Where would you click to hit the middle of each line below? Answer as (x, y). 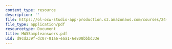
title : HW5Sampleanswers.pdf (36, 34)
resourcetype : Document (31, 29)
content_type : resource (31, 10)
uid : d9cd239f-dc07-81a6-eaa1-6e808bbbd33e (52, 39)
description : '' (23, 15)
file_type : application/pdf (35, 24)
